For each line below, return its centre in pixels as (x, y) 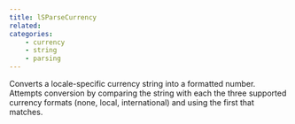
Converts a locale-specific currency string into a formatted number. (132, 84)
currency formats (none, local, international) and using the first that (132, 102)
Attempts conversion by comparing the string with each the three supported (148, 93)
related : (25, 26)
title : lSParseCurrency (53, 17)
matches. (26, 112)
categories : (31, 34)
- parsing (43, 58)
